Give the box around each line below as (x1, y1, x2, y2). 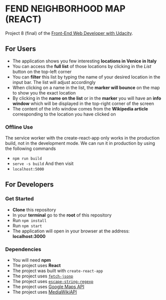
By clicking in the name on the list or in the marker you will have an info (12, 95, 161, 101)
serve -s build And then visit (12, 160, 74, 166)
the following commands (5, 145, 56, 151)
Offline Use (5, 123, 33, 130)
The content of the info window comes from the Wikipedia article (12, 105, 148, 111)
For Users (5, 44, 36, 53)
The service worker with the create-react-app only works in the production (5, 135, 160, 141)
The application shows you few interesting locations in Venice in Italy (12, 58, 157, 64)
